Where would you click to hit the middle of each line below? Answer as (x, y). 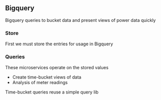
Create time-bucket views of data (47, 77)
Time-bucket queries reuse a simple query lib (52, 92)
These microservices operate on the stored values (57, 68)
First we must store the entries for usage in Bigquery (59, 44)
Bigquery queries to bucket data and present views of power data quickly (80, 20)
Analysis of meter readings (40, 83)
